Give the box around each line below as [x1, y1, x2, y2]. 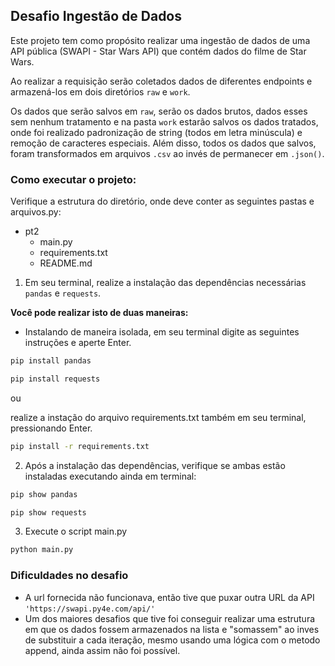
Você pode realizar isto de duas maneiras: [10, 307, 189, 319]
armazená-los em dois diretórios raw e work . [10, 85, 191, 98]
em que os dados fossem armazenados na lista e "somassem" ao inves [24, 623, 320, 635]
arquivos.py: [10, 206, 62, 218]
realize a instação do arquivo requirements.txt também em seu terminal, [10, 411, 307, 423]
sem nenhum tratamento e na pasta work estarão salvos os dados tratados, [10, 115, 319, 128]
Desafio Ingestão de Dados [10, 8, 183, 25]
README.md [39, 257, 93, 269]
